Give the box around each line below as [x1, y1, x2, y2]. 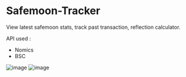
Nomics [14, 46, 34, 53]
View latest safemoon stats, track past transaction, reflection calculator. [6, 24, 181, 31]
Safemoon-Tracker [6, 4, 100, 18]
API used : [6, 35, 31, 42]
